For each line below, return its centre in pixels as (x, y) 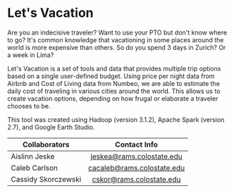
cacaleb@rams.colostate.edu (136, 168)
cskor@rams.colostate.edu (136, 179)
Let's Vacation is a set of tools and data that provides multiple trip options (114, 68)
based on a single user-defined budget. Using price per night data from (111, 76)
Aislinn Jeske (33, 156)
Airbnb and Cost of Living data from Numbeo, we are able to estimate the (114, 83)
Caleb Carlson (35, 168)
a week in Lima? (31, 55)
